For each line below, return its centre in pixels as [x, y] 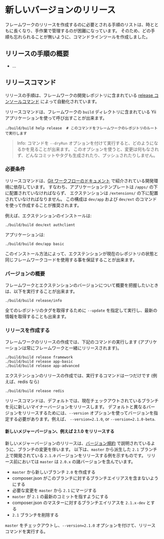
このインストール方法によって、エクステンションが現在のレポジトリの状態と [82, 253]
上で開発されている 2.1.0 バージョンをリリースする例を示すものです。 [75, 455]
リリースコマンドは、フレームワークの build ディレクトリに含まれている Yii [81, 112]
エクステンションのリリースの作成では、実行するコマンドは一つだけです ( [79, 376]
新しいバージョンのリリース [61, 10]
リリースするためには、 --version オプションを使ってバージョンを [88, 413]
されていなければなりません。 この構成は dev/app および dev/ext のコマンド [81, 199]
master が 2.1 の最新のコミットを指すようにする [60, 496]
